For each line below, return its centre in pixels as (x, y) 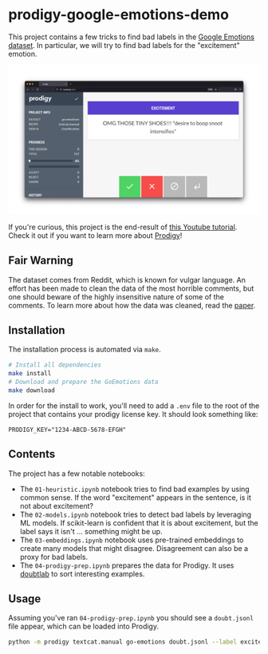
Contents (32, 454)
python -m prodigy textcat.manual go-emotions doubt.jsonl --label (123, 642)
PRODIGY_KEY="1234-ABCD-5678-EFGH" (67, 430)
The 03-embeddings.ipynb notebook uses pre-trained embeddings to (132, 540)
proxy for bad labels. (54, 557)
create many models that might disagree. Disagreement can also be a (134, 548)
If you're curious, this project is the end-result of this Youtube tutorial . (123, 227)
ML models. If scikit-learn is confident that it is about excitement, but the (139, 523)
